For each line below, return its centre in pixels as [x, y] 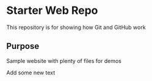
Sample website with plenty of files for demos [64, 60]
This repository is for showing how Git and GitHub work [76, 27]
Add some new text [31, 73]
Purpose [23, 46]
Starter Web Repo [52, 11]
